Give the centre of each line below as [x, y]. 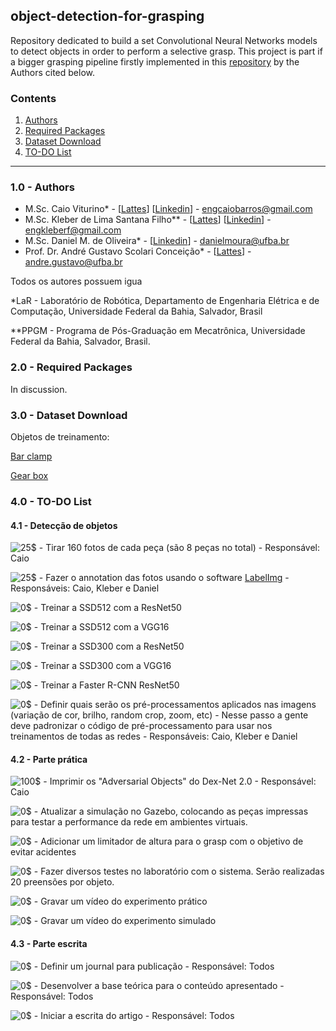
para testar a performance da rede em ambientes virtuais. [129, 822]
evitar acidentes [43, 852]
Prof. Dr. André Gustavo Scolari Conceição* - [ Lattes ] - [138, 251]
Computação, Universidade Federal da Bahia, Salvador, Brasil [136, 311]
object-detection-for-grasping [107, 16]
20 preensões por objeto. [62, 882]
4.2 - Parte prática [49, 759]
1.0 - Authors [42, 187]
